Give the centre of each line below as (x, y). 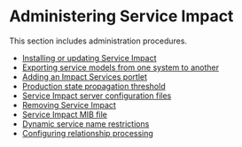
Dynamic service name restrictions (86, 124)
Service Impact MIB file (65, 114)
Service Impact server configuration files (97, 96)
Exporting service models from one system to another (121, 67)
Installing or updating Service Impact (89, 58)
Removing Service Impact (69, 104)
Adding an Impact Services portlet (85, 76)
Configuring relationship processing (87, 133)
